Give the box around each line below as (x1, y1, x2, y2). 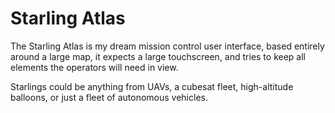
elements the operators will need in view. (10, 61, 179, 73)
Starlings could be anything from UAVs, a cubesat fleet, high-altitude (10, 80, 294, 92)
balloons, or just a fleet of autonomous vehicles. (10, 91, 208, 103)
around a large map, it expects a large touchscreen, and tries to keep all (10, 50, 306, 62)
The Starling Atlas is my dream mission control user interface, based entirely (10, 40, 325, 52)
